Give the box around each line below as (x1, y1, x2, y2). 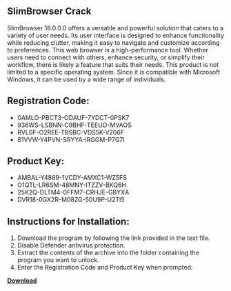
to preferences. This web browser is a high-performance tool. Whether (7, 46, 209, 54)
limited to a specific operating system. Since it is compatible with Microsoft (7, 68, 221, 76)
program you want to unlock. (17, 256, 99, 264)
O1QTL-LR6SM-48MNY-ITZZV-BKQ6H (17, 181, 126, 189)
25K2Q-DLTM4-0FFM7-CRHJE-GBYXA (17, 188, 130, 197)
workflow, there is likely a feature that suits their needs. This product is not (7, 60, 219, 68)
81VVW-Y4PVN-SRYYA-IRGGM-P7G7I (17, 135, 125, 143)
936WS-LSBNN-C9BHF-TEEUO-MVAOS (17, 121, 132, 129)
